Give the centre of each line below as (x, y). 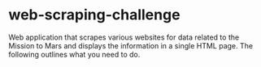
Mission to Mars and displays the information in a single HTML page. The (131, 45)
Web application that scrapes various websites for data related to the (124, 37)
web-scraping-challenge (94, 15)
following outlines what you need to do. (74, 54)
